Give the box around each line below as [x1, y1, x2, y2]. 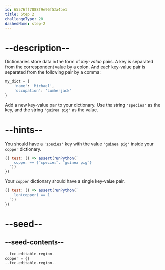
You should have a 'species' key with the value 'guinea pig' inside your [5, 141, 154, 147]
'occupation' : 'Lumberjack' [14, 88, 72, 93]
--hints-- [5, 124, 43, 135]
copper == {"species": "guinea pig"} [14, 160, 92, 165]
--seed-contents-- [5, 238, 64, 247]
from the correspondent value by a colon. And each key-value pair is [5, 64, 145, 70]
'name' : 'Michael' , [14, 84, 55, 89]
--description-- [5, 43, 70, 54]
